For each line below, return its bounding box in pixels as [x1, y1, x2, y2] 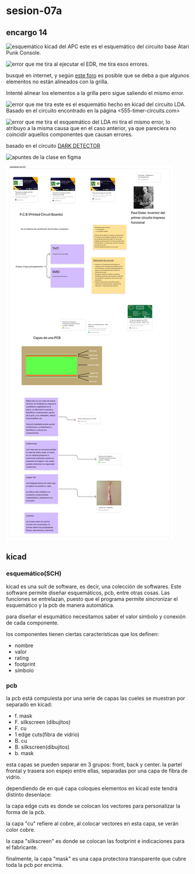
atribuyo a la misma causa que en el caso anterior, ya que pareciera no [6, 125, 177, 131]
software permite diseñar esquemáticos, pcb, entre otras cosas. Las [6, 589, 170, 596]
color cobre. [6, 826, 36, 833]
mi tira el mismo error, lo [112, 118, 170, 125]
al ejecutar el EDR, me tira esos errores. [53, 60, 149, 67]
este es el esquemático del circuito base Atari [79, 43, 190, 50]
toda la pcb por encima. [6, 861, 63, 868]
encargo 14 [6, 28, 48, 38]
